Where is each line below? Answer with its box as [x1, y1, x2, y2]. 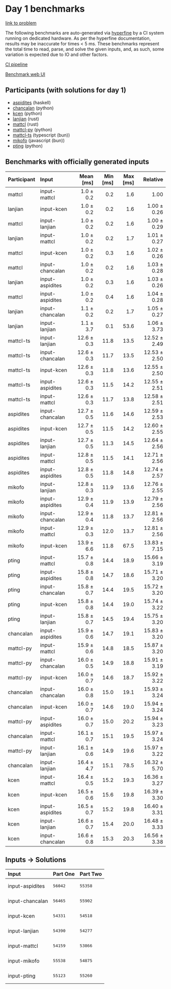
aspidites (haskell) [12, 99, 51, 105]
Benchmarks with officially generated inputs [5, 157, 149, 166]
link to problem [5, 20, 37, 26]
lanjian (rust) [12, 116, 39, 122]
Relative [143, 176, 163, 183]
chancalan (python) [12, 105, 54, 111]
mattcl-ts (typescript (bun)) [12, 132, 70, 138]
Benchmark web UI [5, 71, 46, 77]
